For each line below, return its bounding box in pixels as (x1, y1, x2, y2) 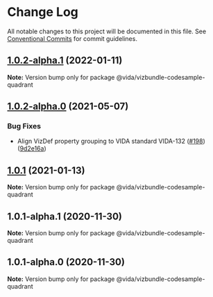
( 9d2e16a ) (17, 144, 46, 153)
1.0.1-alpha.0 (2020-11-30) (7, 256, 125, 268)
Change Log (7, 4, 78, 20)
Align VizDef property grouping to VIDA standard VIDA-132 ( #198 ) (17, 137, 206, 146)
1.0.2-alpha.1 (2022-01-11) (7, 55, 123, 67)
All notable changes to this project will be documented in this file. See (7, 27, 207, 35)
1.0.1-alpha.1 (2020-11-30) (7, 210, 123, 222)
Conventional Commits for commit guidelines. (7, 34, 137, 42)
